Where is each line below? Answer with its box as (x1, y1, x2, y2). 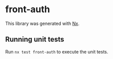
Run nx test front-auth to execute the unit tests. (5, 48, 108, 54)
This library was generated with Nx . (5, 20, 80, 26)
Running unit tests (5, 35, 64, 44)
